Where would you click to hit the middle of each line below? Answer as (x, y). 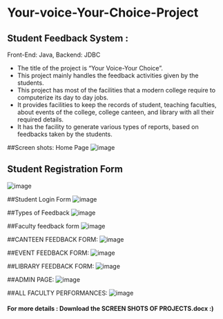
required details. (40, 119)
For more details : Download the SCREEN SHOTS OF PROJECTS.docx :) (110, 309)
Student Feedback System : (68, 38)
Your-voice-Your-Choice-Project (103, 13)
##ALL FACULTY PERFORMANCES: (58, 293)
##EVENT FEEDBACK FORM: (48, 253)
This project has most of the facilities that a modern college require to (116, 90)
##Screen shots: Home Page (48, 147)
